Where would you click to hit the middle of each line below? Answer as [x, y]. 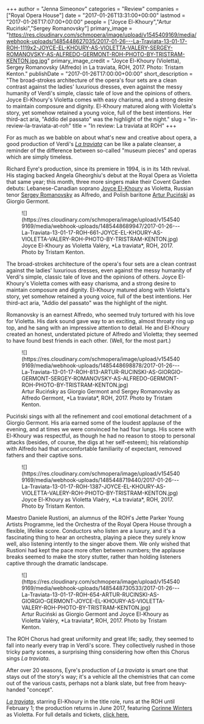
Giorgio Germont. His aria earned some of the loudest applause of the [94, 423]
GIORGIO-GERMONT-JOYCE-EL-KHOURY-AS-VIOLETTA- [93, 601]
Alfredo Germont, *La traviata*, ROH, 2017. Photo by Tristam [97, 398]
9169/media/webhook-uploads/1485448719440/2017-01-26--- [100, 480]
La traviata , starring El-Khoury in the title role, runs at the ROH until [91, 701]
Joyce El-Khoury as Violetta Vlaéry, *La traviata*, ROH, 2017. [98, 499]
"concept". [40, 689]
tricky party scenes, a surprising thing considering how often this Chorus [98, 652]
